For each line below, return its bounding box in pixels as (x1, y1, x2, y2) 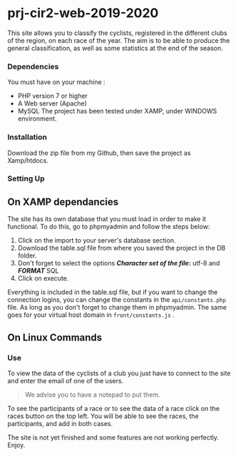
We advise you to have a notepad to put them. (24, 390, 160, 399)
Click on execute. (17, 274, 69, 283)
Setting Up (7, 173, 45, 183)
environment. (17, 114, 57, 123)
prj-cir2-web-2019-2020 (7, 5, 159, 21)
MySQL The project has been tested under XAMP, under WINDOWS (17, 107, 217, 116)
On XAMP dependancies (7, 196, 119, 208)
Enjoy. (7, 440, 26, 449)
